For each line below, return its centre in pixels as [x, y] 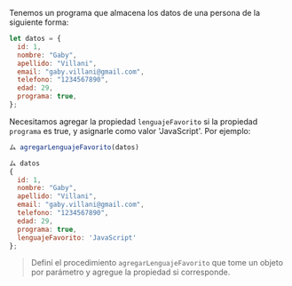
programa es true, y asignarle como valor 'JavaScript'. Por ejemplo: [130, 131]
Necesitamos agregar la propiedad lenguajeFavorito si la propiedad [134, 121]
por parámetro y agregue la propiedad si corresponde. [130, 272]
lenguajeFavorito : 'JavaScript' [77, 238]
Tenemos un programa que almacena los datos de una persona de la [134, 13]
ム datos [24, 163]
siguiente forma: [39, 22]
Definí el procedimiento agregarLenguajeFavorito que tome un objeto [157, 263]
